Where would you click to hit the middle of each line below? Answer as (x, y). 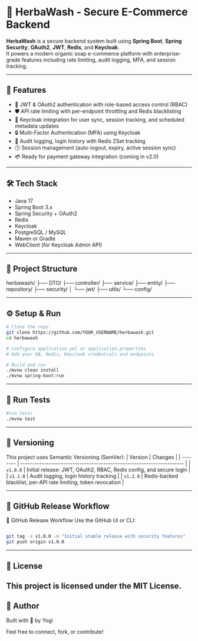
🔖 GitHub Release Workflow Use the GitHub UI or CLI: (71, 520)
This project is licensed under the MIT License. (94, 586)
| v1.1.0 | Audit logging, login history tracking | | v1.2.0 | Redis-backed (92, 476)
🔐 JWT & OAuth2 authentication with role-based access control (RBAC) (101, 104)
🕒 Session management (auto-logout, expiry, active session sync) (95, 148)
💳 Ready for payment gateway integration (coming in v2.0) (87, 157)
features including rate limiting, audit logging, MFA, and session (98, 60)
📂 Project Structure (42, 269)
